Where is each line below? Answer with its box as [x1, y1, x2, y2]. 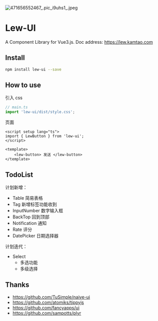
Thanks [5, 281, 30, 289]
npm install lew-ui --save [5, 67, 62, 72]
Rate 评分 [12, 226, 33, 232]
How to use [5, 81, 41, 90]
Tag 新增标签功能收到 [12, 201, 57, 207]
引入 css [5, 95, 23, 101]
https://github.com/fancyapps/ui [12, 304, 80, 310]
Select [12, 254, 26, 259]
